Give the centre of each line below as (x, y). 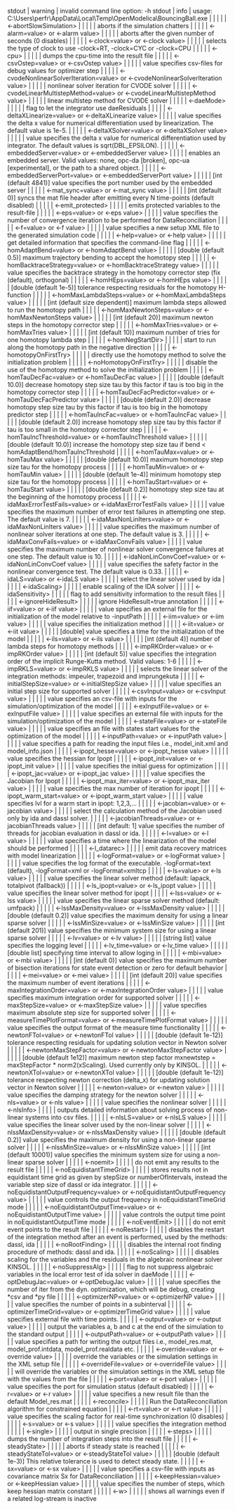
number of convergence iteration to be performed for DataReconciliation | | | (117, 220)
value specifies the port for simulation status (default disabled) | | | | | (107, 1387)
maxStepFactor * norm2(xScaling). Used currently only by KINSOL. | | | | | (114, 1065)
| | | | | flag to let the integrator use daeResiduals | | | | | (87, 108)
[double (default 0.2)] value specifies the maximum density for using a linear (118, 915)
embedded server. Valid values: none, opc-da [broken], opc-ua (99, 160)
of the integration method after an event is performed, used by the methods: (117, 1237)
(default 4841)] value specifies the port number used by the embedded (110, 183)
